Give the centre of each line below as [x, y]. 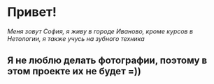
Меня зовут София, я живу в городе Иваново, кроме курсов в [100, 31]
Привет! [32, 12]
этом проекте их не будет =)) [74, 71]
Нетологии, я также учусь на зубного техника [76, 38]
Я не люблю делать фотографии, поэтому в [107, 61]
